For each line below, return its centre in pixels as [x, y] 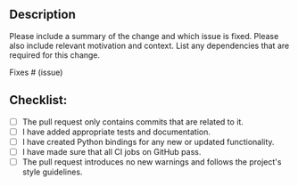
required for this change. [55, 55]
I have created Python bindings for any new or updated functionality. [148, 142]
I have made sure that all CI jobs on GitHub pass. [112, 151]
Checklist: [38, 100]
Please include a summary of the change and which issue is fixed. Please [144, 36]
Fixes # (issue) [36, 72]
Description [42, 15]
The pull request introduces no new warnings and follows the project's [152, 162]
